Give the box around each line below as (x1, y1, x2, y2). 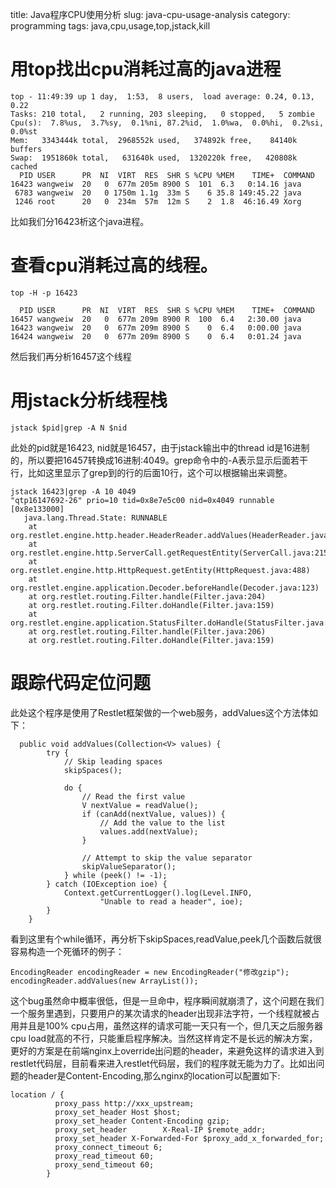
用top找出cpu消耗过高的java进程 (10, 58, 282, 81)
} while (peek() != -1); (63, 870, 168, 880)
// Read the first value (81, 791, 186, 802)
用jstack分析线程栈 (10, 389, 168, 412)
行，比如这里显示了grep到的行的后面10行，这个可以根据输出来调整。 (10, 466, 293, 478)
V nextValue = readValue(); (81, 800, 199, 810)
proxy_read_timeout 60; (54, 1151, 155, 1161)
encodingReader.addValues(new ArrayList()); (10, 976, 199, 986)
